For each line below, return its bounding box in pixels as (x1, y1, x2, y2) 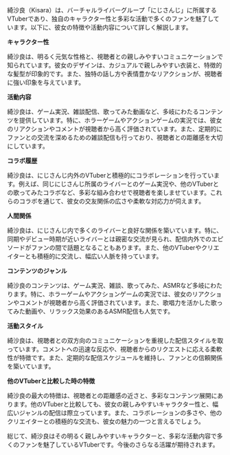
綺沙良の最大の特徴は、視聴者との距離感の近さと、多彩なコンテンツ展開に (7, 392, 218, 399)
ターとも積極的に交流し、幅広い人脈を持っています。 (12, 252, 163, 260)
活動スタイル (7, 322, 43, 330)
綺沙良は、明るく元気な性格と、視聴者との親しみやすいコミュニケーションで (7, 52, 224, 61)
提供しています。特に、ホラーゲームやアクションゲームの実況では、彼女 (19, 116, 222, 124)
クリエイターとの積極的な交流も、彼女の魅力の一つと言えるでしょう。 (7, 417, 205, 425)
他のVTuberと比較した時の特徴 (7, 377, 95, 385)
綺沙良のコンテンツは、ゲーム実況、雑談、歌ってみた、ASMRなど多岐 (7, 282, 205, 289)
